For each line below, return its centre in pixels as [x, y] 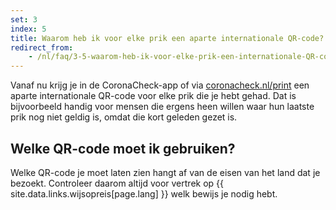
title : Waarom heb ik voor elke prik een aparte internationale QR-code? [167, 38]
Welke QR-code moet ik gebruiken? [123, 148]
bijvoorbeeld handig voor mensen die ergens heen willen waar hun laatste [162, 107]
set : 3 [24, 19]
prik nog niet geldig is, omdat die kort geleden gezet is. [124, 117]
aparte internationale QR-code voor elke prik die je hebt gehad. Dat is [153, 96]
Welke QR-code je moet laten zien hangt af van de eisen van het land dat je [165, 172]
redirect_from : [42, 47]
